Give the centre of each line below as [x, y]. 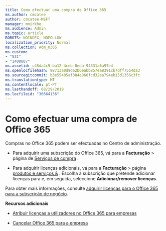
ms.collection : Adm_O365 [31, 47]
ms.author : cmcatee [26, 15]
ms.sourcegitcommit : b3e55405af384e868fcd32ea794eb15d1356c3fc [73, 75]
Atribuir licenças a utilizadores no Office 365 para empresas [74, 213]
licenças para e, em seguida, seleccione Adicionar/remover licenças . [85, 179]
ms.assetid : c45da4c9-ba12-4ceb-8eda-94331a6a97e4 [59, 66]
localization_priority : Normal [38, 43]
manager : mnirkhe [23, 24]
